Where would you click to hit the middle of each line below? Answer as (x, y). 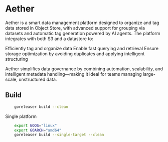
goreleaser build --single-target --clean (59, 135)
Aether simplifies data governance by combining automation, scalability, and (84, 69)
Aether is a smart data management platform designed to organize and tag (82, 23)
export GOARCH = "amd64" (38, 130)
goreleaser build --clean (41, 107)
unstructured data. (38, 79)
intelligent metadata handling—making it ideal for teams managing (73, 74)
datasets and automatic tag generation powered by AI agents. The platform (83, 33)
